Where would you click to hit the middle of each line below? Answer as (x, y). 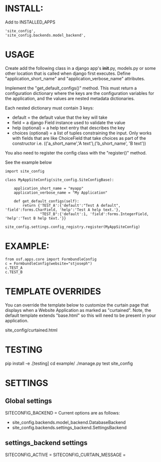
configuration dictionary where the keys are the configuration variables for (80, 93)
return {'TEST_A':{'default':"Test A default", (72, 205)
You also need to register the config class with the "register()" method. (76, 153)
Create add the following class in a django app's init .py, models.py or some (80, 68)
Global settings (28, 401)
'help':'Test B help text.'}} (36, 218)
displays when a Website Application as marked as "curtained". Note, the (78, 310)
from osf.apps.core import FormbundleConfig (51, 259)
